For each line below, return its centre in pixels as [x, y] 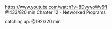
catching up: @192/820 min [33, 22]
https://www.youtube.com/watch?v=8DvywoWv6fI [56, 7]
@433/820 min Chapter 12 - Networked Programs [56, 12]
